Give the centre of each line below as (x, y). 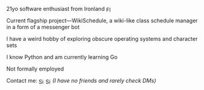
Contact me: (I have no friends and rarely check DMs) (81, 81)
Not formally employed (35, 69)
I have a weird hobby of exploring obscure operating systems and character (102, 39)
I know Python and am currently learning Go (62, 57)
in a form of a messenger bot (43, 27)
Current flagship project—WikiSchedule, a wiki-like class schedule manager (102, 21)
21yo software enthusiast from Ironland (56, 9)
